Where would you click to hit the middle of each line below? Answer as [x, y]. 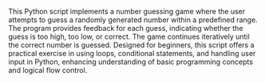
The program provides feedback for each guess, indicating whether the [126, 28]
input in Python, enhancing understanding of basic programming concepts [131, 62]
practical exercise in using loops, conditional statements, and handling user [132, 53]
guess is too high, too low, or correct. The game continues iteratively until [129, 36]
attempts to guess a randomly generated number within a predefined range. [133, 20]
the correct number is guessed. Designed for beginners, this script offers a [131, 45]
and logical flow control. [48, 70]
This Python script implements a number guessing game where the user [127, 11]
